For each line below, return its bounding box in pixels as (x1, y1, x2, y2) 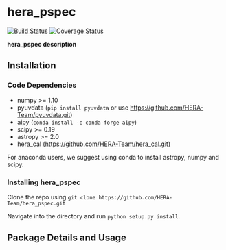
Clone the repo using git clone (7, 192, 96, 201)
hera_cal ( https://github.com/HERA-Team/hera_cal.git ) (16, 140, 171, 148)
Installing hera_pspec (7, 177, 81, 187)
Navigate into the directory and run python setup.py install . (7, 212, 181, 220)
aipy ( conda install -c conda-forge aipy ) (16, 118, 137, 126)
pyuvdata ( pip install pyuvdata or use (16, 103, 129, 112)
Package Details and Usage (7, 232, 127, 244)
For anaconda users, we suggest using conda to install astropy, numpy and (7, 153, 220, 161)
